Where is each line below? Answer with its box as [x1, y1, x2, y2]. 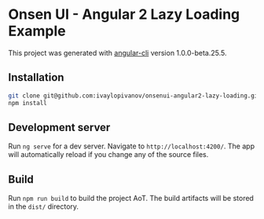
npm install [8, 99, 47, 107]
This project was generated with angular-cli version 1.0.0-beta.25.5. [8, 48, 227, 57]
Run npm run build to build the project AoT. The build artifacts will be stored [8, 194, 254, 203]
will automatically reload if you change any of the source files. [8, 150, 209, 159]
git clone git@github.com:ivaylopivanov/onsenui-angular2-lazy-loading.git [8, 92, 262, 100]
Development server [8, 120, 111, 134]
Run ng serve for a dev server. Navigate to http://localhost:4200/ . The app [8, 141, 255, 151]
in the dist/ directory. [8, 202, 79, 211]
